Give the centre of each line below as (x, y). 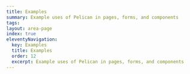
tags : (13, 23)
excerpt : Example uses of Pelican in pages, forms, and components (98, 61)
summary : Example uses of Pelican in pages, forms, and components (93, 17)
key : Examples (29, 45)
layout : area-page (29, 28)
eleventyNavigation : (32, 39)
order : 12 (24, 56)
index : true (21, 34)
